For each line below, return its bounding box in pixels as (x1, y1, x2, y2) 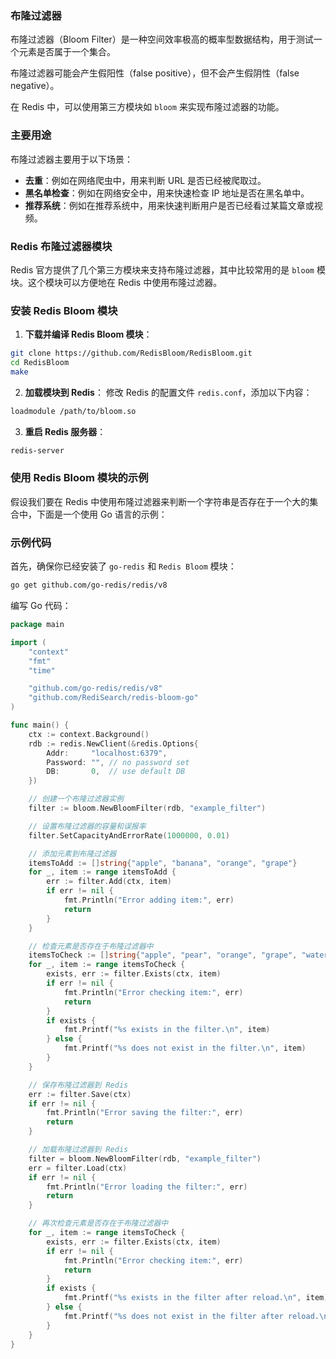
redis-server (10, 445, 65, 456)
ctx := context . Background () (28, 729, 150, 739)
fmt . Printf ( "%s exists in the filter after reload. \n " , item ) (63, 1293, 329, 1303)
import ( (10, 637, 47, 647)
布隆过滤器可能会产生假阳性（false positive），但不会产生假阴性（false (10, 67, 300, 79)
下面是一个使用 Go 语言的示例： (36, 508, 168, 520)
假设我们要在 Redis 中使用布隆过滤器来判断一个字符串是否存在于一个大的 (10, 495, 310, 507)
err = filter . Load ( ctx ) (28, 1163, 128, 1173)
